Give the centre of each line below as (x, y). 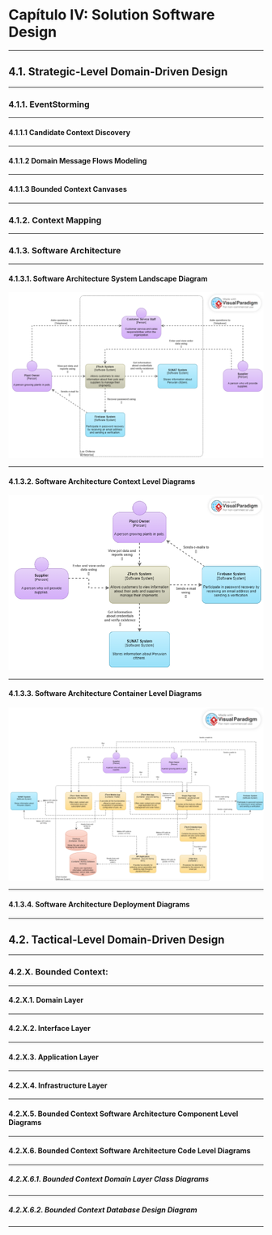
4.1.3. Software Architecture (65, 250)
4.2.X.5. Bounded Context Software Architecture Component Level (123, 1114)
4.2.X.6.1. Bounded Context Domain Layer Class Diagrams (108, 1179)
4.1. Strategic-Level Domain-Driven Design (118, 72)
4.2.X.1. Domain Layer (46, 1000)
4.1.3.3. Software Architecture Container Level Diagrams (105, 694)
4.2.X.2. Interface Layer (49, 1029)
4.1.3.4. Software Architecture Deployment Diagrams (99, 904)
